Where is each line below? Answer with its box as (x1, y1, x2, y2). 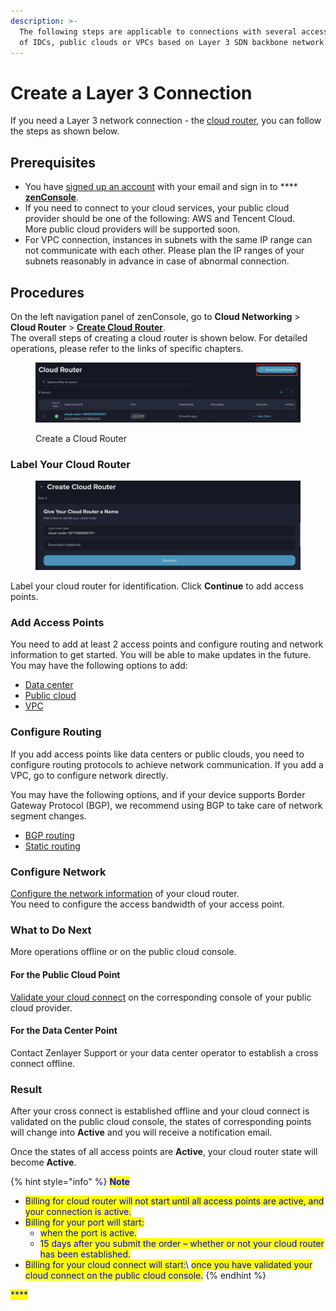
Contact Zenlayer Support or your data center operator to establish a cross (10, 1046, 319, 1059)
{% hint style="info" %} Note (10, 1176, 130, 1188)
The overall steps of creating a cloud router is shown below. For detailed (10, 331, 308, 344)
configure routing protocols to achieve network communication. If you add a (10, 758, 324, 770)
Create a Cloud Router (35, 432, 127, 444)
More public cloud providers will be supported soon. (24, 223, 241, 235)
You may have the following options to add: (10, 660, 188, 672)
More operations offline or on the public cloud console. (10, 946, 237, 958)
